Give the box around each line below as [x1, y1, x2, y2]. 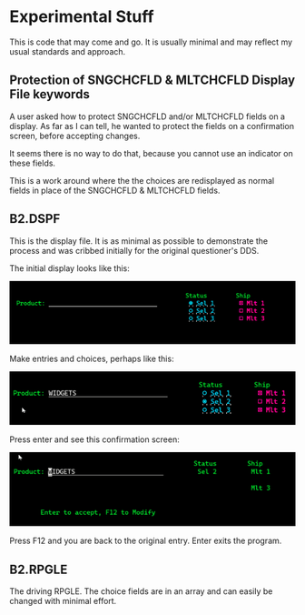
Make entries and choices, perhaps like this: [9, 353, 174, 365]
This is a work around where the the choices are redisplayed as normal [9, 175, 275, 186]
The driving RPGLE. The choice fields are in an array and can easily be [9, 586, 273, 597]
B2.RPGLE [9, 561, 68, 577]
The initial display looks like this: [9, 262, 130, 274]
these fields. [9, 157, 56, 168]
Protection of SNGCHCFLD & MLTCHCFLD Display [9, 73, 296, 88]
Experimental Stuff [9, 6, 154, 27]
